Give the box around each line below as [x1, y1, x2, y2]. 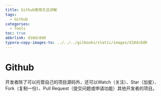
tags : [5, 12, 17, 17]
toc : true [5, 31, 26, 36]
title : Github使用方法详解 [5, 7, 57, 13]
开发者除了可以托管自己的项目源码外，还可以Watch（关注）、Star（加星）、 [5, 79, 159, 85]
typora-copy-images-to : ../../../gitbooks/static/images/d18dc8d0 [5, 40, 147, 45]
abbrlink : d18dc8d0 [5, 36, 46, 41]
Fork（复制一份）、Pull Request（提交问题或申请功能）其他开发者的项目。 [5, 85, 157, 91]
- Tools [10, 26, 26, 31]
